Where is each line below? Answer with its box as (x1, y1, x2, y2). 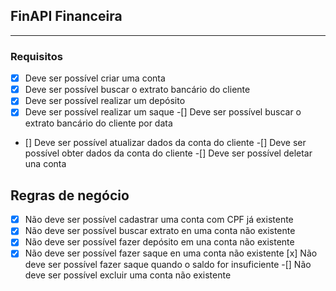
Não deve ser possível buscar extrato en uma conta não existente (24, 225, 296, 237)
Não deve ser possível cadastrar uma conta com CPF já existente (24, 214, 294, 226)
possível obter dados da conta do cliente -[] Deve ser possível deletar (24, 147, 313, 159)
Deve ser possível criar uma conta (24, 72, 166, 84)
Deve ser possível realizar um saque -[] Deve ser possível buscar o (24, 106, 302, 118)
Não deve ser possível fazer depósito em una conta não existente (24, 236, 295, 248)
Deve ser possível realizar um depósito (24, 95, 186, 107)
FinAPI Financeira (10, 8, 123, 25)
